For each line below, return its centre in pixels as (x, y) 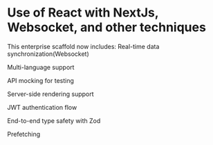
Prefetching (24, 134)
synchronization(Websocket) (48, 54)
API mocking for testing (41, 80)
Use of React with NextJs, (83, 13)
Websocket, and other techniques (106, 27)
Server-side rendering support (51, 94)
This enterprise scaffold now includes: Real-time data (83, 46)
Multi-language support (41, 67)
